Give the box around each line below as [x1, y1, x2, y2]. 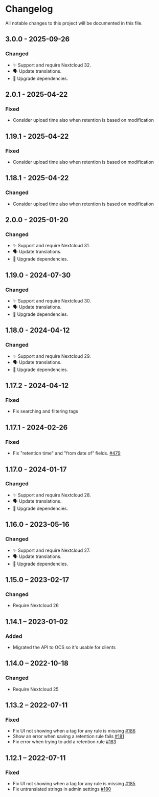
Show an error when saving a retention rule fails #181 [12, 733, 124, 740]
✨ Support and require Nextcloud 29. [12, 353, 91, 359]
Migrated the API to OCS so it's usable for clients [12, 644, 116, 650]
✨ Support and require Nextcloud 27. [12, 547, 90, 553]
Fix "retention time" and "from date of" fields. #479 [12, 450, 121, 456]
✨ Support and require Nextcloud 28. [12, 492, 91, 498]
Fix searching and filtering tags [12, 408, 78, 415]
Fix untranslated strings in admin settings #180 [12, 786, 111, 792]
